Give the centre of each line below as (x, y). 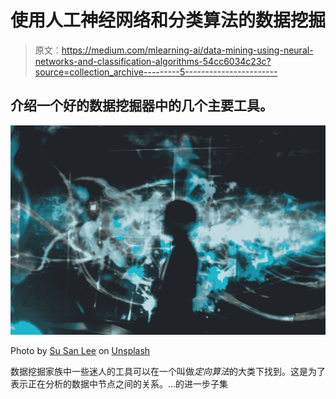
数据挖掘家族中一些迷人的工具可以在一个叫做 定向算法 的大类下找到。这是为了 (168, 372)
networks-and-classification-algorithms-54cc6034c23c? (153, 61)
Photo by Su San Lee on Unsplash (80, 351)
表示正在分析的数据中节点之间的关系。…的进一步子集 (119, 384)
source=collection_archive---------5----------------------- (156, 72)
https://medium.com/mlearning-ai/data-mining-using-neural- (187, 50)
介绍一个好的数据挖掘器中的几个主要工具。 (141, 106)
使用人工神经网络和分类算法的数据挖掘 (168, 20)
